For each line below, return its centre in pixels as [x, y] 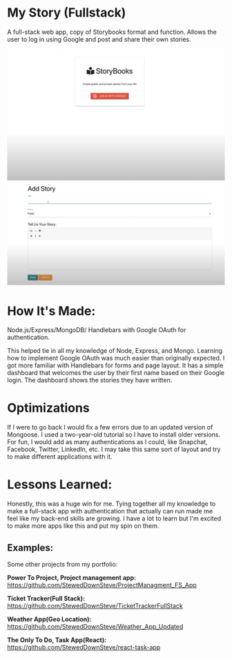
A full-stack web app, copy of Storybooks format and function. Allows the [112, 32]
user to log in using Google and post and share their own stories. [99, 39]
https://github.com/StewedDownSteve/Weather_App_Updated [95, 626]
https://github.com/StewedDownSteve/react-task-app [84, 647]
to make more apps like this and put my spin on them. [83, 526]
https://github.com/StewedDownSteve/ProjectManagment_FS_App [102, 585]
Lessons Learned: [60, 485]
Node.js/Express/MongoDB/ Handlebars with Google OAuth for [97, 330]
